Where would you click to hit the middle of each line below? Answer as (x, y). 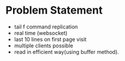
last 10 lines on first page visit (50, 39)
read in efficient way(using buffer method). (66, 52)
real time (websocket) (41, 33)
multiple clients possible (44, 46)
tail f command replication (46, 27)
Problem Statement (54, 10)
